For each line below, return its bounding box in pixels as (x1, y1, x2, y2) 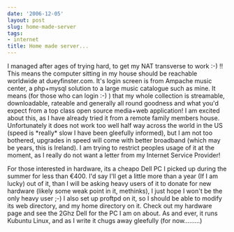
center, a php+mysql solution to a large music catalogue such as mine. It (7, 85, 216, 92)
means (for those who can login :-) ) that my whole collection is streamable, (7, 92, 225, 100)
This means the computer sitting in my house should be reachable (7, 69, 198, 78)
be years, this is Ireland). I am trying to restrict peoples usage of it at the (7, 144, 215, 152)
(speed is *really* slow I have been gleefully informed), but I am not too (7, 129, 213, 137)
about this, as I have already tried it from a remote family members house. (7, 114, 220, 122)
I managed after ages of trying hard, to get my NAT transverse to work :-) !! (7, 62, 224, 70)
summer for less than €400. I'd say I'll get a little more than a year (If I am (7, 172, 219, 180)
